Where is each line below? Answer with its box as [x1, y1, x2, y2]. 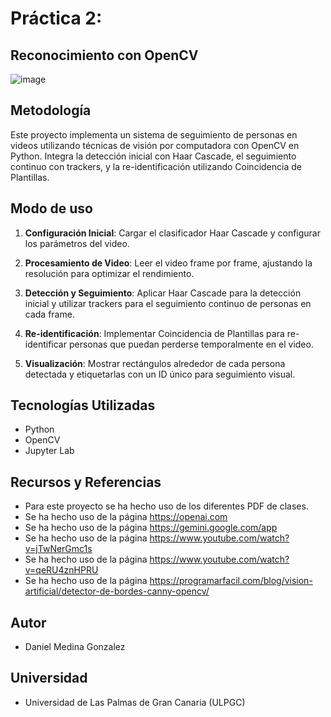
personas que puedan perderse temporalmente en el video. [68, 338, 314, 350]
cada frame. [24, 308, 75, 320]
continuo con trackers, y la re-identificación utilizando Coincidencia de [10, 160, 302, 172]
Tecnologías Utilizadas [10, 397, 156, 414]
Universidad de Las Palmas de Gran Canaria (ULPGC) [24, 696, 246, 708]
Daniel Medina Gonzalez [24, 641, 126, 653]
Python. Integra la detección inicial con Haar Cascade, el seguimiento [10, 150, 297, 162]
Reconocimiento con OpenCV [10, 47, 199, 64]
